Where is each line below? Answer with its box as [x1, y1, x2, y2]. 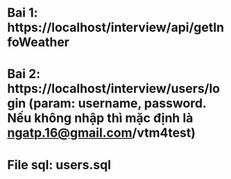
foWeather [7, 35, 70, 50]
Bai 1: [7, 5, 38, 21]
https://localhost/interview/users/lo [7, 81, 221, 96]
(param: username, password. [28, 96, 207, 112]
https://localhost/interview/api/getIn [7, 19, 225, 35]
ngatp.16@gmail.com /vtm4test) [7, 125, 196, 141]
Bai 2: [7, 66, 40, 82]
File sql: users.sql [7, 157, 111, 173]
